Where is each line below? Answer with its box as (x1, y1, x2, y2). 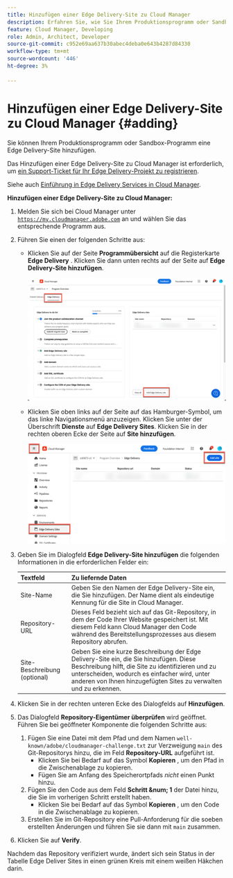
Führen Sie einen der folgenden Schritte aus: (17, 235, 146, 243)
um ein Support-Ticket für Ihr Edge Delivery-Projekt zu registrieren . (7, 167, 200, 175)
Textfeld (20, 574, 45, 582)
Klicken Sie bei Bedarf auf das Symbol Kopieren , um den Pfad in (37, 756, 224, 765)
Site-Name (20, 591, 53, 599)
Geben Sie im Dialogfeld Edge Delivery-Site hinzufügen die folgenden (17, 551, 220, 559)
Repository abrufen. (71, 637, 128, 646)
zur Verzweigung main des (147, 741, 223, 750)
